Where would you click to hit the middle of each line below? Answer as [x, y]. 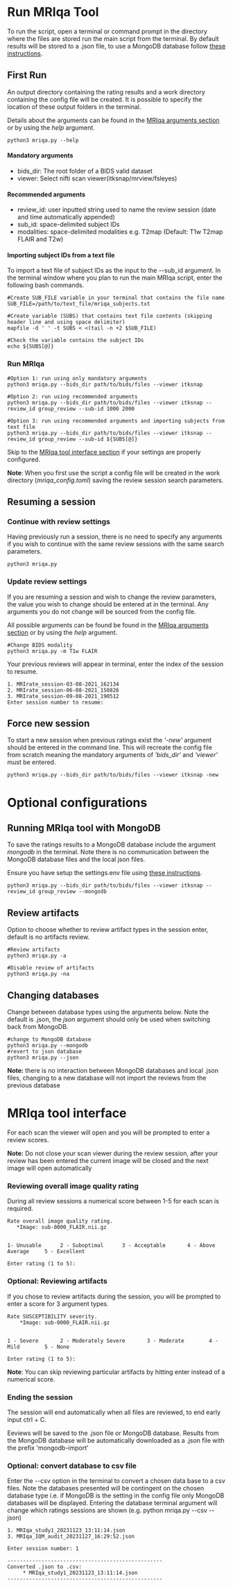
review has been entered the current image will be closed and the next [108, 1161]
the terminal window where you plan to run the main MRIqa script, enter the [115, 278]
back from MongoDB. [38, 1027]
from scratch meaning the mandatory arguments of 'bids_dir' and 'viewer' [113, 755]
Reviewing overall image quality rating [73, 1186]
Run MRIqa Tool [53, 12]
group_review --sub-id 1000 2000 [86, 409]
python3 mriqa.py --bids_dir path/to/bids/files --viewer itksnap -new [113, 775]
